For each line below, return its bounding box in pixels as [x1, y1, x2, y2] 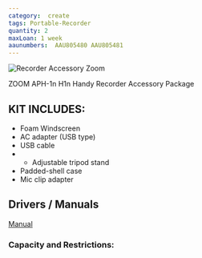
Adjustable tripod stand [31, 157, 110, 167]
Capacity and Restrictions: [8, 239, 115, 250]
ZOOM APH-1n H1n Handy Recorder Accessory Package [8, 79, 195, 89]
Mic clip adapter [19, 174, 74, 184]
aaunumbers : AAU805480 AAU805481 [8, 42, 124, 50]
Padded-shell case [19, 166, 83, 175]
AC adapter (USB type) [19, 131, 96, 141]
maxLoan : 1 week [8, 34, 63, 42]
